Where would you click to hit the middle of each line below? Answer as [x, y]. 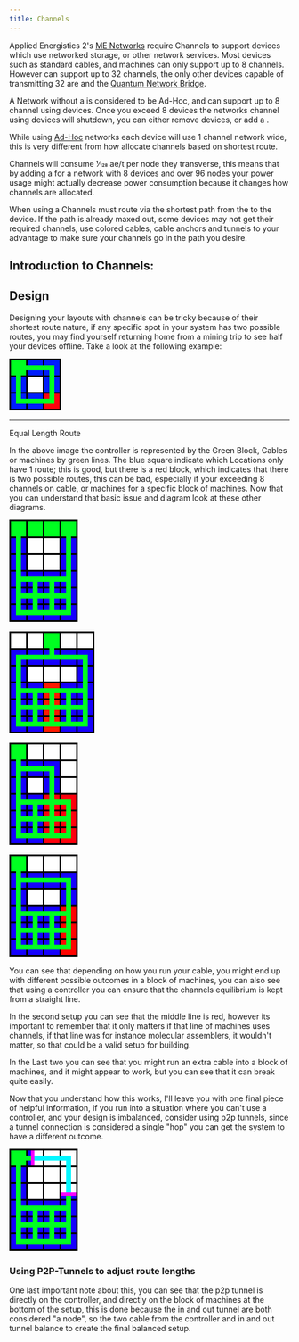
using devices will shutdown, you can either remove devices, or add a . [139, 120]
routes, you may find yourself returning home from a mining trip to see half [146, 336]
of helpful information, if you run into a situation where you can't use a [138, 1107]
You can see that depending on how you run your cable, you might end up [145, 970]
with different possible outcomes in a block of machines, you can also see [145, 980]
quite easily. [31, 1081]
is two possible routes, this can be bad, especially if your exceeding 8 [137, 478]
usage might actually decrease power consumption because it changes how [149, 182]
